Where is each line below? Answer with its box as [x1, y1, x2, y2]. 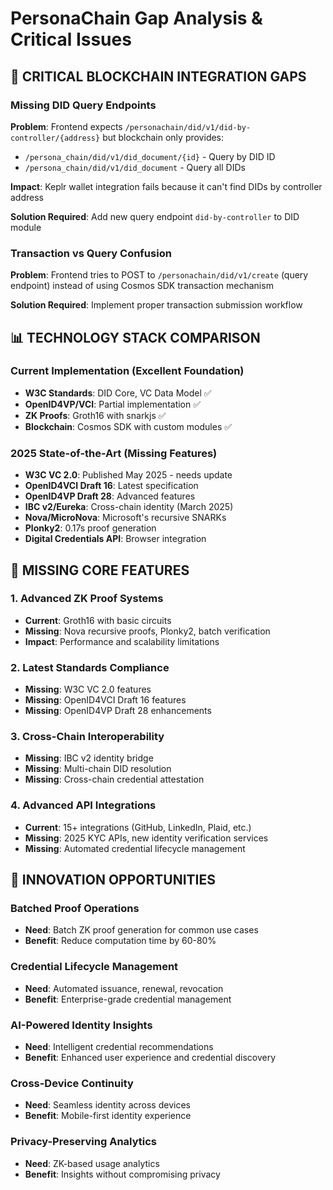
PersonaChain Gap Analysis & [10, 7, 263, 30]
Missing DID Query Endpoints [10, 98, 157, 112]
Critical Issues [10, 28, 132, 51]
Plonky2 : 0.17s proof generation [24, 522, 157, 534]
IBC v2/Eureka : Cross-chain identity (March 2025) [24, 501, 234, 513]
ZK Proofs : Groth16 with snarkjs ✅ [24, 409, 167, 421]
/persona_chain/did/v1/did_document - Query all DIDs [24, 161, 246, 173]
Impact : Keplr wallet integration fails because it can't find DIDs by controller [10, 180, 323, 192]
